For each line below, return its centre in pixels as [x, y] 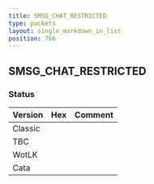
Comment [94, 115]
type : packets [32, 23]
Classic [26, 128]
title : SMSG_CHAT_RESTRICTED [58, 16]
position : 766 [32, 38]
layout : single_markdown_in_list [65, 31]
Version [28, 115]
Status [21, 94]
